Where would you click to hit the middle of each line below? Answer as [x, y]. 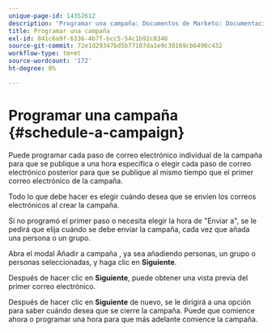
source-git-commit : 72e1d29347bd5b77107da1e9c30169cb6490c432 [115, 46]
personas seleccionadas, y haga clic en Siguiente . [93, 262]
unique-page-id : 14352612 [52, 16]
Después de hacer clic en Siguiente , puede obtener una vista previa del [128, 277]
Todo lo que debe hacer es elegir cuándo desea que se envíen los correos [132, 196]
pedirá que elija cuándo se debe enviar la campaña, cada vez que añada [129, 229]
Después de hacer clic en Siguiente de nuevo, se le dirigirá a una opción [130, 302]
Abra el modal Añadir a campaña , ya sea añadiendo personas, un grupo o [132, 253]
